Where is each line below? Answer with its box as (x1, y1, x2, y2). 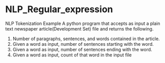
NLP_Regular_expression (5, 4, 113, 15)
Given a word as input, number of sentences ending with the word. (12, 46, 152, 52)
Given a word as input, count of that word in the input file (12, 52, 132, 58)
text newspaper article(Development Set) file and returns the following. (5, 25, 154, 31)
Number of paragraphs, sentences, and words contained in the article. (12, 36, 160, 42)
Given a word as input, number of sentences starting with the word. (12, 41, 154, 47)
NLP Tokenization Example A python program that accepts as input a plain (5, 20, 160, 26)
